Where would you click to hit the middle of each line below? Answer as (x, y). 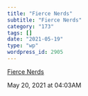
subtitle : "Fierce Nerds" (44, 20)
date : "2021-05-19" (35, 39)
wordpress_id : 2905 (35, 52)
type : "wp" (23, 46)
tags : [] (20, 33)
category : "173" (30, 26)
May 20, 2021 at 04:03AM (44, 85)
